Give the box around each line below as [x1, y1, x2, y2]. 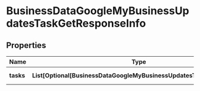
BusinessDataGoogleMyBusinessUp [6, 4, 189, 18]
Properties [6, 40, 46, 50]
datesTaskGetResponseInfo [6, 17, 146, 30]
